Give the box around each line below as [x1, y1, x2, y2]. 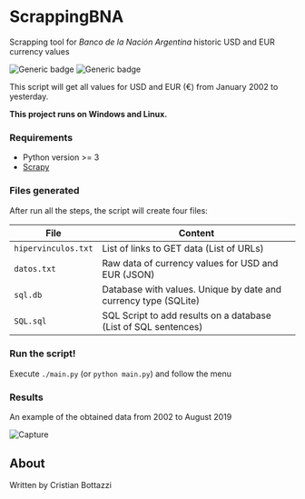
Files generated [9, 185, 80, 197]
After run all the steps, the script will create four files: [9, 205, 209, 215]
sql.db [14, 289, 43, 300]
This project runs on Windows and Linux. [9, 108, 168, 119]
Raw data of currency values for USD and [102, 256, 279, 269]
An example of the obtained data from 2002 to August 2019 [9, 412, 232, 423]
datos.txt [14, 264, 56, 274]
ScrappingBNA [9, 6, 124, 27]
